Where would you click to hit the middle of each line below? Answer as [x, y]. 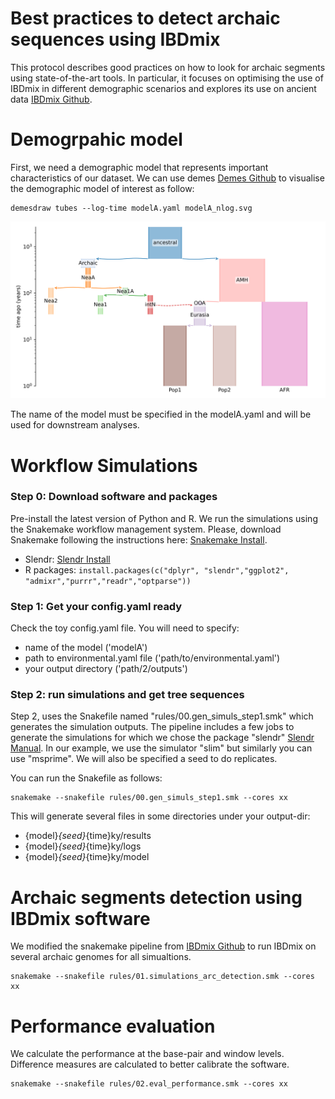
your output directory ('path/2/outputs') [106, 669]
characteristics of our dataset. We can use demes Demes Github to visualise [167, 178]
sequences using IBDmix [115, 39]
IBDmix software [80, 918]
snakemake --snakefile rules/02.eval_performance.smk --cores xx [149, 1084]
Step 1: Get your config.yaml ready [96, 606]
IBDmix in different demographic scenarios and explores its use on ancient [163, 88]
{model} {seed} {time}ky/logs [83, 846]
